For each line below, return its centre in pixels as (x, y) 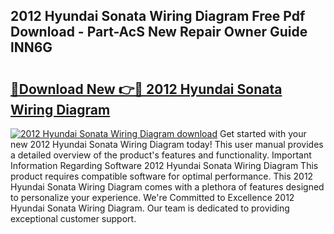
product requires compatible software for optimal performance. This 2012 (162, 176)
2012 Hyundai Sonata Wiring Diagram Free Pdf (158, 16)
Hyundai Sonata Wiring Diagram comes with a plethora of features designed (167, 187)
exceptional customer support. (73, 218)
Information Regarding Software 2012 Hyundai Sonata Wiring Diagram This (164, 165)
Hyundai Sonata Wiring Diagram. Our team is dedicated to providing (150, 208)
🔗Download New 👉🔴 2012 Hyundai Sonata (146, 89)
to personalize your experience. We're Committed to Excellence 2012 (152, 197)
